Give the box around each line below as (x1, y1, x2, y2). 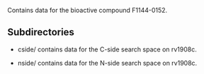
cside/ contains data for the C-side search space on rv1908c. (17, 45, 197, 54)
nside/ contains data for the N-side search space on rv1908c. (17, 58, 198, 67)
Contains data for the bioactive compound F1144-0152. (7, 6, 168, 14)
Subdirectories (7, 26, 74, 38)
